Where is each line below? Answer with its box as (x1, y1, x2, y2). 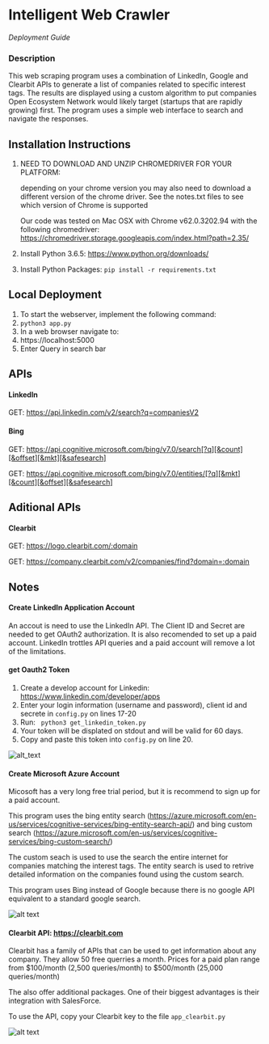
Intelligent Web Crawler (8, 6, 170, 24)
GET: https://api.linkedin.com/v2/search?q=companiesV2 (8, 408, 200, 417)
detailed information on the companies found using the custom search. (8, 869, 245, 879)
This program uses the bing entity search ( (8, 811, 150, 821)
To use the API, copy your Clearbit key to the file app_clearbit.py (8, 1012, 226, 1021)
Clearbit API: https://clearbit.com (8, 928, 124, 937)
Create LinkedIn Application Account (8, 602, 135, 612)
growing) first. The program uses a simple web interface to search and (8, 105, 244, 115)
